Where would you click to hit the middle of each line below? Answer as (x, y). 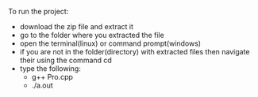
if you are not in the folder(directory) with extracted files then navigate (135, 52)
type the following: (50, 69)
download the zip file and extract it (76, 26)
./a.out (42, 85)
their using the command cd (66, 60)
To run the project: (39, 11)
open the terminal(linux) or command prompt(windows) (110, 43)
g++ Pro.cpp (52, 77)
